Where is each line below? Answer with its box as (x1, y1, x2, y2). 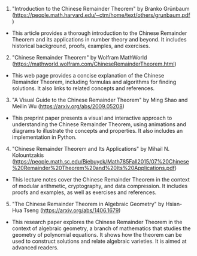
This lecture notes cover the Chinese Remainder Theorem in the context (11, 176, 190, 183)
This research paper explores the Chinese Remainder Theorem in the (11, 219, 183, 225)
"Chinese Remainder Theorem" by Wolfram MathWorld (11, 54, 147, 61)
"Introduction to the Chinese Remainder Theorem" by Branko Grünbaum (11, 5, 190, 12)
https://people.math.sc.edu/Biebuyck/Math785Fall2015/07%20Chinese (14, 158, 190, 165)
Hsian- (165, 201, 183, 207)
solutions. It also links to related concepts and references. (11, 85, 155, 92)
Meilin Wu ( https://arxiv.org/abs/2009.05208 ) (11, 103, 125, 110)
